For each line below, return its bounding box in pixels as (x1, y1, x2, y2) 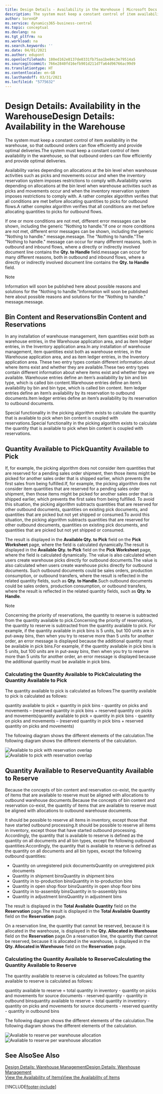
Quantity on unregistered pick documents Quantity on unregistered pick (12, 863, 155, 868)
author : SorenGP (5, 16, 38, 21)
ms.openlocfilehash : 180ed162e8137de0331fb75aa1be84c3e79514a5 (5, 57, 136, 62)
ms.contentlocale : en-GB (5, 71, 55, 75)
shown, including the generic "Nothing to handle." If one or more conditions (5, 223, 155, 229)
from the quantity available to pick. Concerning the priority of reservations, (5, 618, 153, 623)
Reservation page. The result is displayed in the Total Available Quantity (5, 908, 150, 914)
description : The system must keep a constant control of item (5, 12, 136, 17)
